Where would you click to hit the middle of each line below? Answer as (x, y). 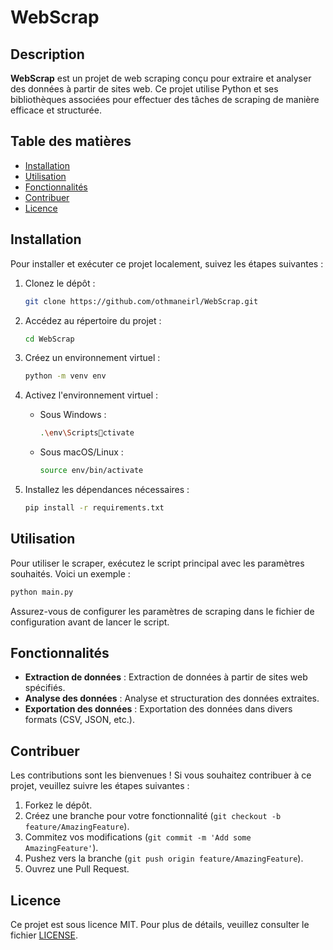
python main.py (42, 592)
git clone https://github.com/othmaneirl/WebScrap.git (141, 301)
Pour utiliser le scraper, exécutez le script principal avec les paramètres (157, 563)
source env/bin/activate (91, 471)
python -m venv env (65, 376)
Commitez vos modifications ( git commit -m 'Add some (138, 837)
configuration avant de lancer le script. (90, 622)
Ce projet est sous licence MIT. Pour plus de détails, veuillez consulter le (160, 924)
